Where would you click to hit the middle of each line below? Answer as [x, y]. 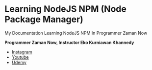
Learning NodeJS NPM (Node [66, 9]
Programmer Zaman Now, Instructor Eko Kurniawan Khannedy [69, 42]
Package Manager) [44, 19]
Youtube [20, 57]
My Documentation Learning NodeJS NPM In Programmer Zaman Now [76, 33]
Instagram [22, 52]
